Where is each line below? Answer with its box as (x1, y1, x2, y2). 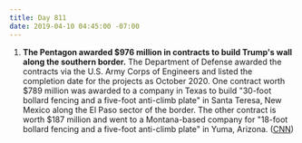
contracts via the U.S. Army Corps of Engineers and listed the (22, 65, 253, 77)
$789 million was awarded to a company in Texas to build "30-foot (22, 85, 272, 96)
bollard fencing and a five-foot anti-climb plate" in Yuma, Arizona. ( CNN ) (22, 123, 295, 134)
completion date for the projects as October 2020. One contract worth (22, 75, 286, 86)
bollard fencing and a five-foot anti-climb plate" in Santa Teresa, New (22, 94, 283, 105)
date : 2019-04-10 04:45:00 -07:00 (9, 22, 141, 31)
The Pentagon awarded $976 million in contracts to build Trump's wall (22, 46, 293, 57)
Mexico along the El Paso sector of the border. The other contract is (22, 104, 277, 115)
